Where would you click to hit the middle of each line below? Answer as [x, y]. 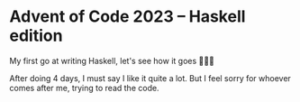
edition [36, 36]
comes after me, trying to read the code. [84, 88]
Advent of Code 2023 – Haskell [127, 17]
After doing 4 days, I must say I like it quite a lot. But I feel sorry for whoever [150, 78]
